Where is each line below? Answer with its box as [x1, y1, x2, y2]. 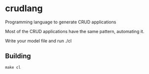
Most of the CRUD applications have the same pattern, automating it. [5, 28, 145, 34]
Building [5, 52, 31, 60]
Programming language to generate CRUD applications [5, 19, 117, 25]
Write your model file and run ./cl [5, 37, 72, 44]
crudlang [5, 3, 43, 14]
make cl [5, 65, 21, 70]
